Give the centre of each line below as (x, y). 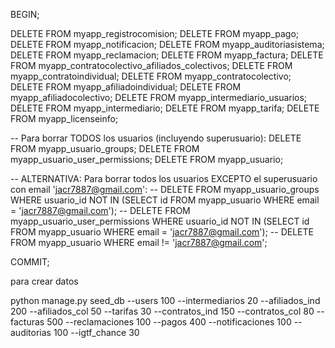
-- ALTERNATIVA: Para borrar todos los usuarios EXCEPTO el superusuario (164, 178)
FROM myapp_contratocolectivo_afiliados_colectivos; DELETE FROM (151, 65)
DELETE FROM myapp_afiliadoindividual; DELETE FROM (126, 87)
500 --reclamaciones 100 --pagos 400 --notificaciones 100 (169, 322)
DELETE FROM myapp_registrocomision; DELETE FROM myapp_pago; (155, 33)
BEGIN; (25, 14)
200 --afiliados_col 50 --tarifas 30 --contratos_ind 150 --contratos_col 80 (162, 311)
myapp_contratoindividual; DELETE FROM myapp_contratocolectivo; (151, 76)
